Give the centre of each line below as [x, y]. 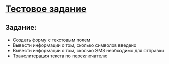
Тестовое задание [46, 9]
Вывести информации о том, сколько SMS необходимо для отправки [88, 51]
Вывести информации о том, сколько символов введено [75, 45]
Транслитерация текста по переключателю [60, 56]
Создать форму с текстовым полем [52, 40]
